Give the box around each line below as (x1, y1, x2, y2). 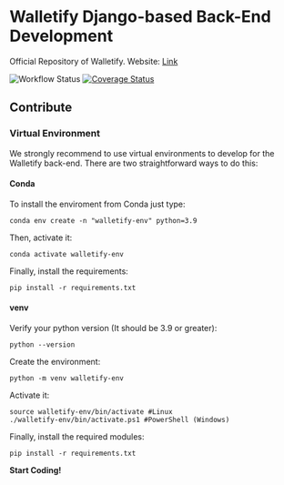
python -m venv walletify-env (9, 374, 125, 383)
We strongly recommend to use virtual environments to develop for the (9, 147, 275, 158)
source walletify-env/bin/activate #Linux (9, 408, 173, 417)
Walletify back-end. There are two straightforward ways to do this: (9, 157, 259, 168)
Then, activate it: (9, 232, 73, 243)
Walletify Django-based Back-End (9, 6, 271, 27)
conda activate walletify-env (9, 249, 125, 258)
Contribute (9, 100, 73, 116)
